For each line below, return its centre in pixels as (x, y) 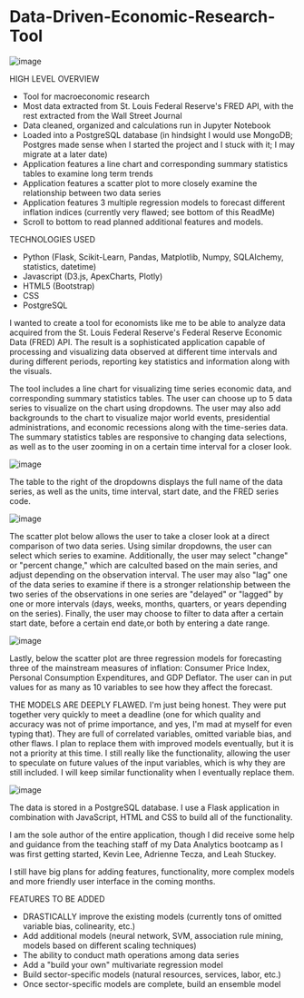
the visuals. (31, 371)
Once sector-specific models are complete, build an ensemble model (152, 983)
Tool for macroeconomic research (86, 96)
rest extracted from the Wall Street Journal (103, 115)
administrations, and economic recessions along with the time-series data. (149, 427)
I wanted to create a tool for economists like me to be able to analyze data (147, 322)
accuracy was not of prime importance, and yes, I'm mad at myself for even (151, 724)
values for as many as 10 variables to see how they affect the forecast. (141, 687)
